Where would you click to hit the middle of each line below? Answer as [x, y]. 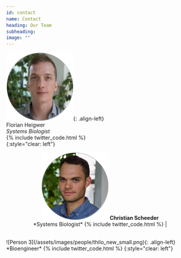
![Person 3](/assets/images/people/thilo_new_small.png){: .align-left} [91, 242]
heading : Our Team [29, 25]
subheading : [21, 32]
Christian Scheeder [134, 218]
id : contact [21, 13]
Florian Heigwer [26, 125]
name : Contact [24, 19]
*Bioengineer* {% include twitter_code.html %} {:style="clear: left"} [90, 248]
